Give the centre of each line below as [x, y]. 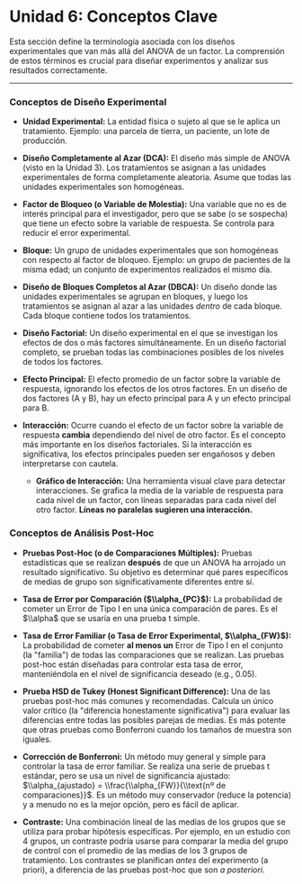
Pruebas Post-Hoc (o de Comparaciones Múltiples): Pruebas [138, 553]
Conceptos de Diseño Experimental [88, 102]
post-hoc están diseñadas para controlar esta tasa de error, [133, 664]
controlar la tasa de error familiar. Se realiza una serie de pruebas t [146, 766]
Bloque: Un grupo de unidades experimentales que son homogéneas [150, 250]
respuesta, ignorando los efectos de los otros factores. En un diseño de [155, 389]
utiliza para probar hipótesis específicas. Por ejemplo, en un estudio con [156, 831]
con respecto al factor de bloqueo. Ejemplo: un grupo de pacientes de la [156, 260]
